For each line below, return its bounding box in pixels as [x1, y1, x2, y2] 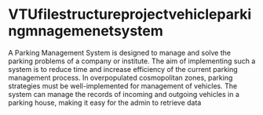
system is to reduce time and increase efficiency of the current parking [8, 64, 238, 74]
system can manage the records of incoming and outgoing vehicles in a [8, 89, 239, 99]
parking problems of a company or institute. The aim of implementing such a [8, 56, 256, 66]
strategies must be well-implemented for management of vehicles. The [8, 81, 238, 91]
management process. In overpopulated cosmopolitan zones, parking [8, 73, 233, 82]
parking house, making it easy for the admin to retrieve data [8, 98, 202, 107]
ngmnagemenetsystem [8, 22, 163, 40]
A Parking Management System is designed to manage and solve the [8, 48, 232, 57]
